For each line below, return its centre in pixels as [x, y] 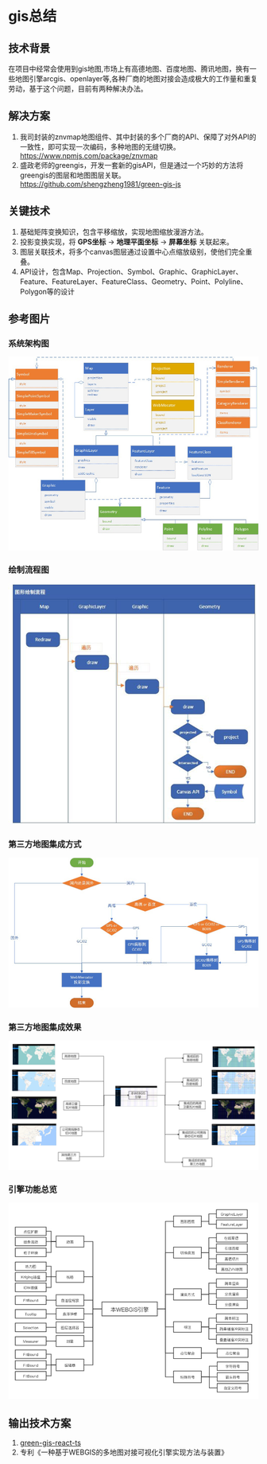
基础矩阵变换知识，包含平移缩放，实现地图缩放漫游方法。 [114, 232]
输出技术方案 [40, 1423]
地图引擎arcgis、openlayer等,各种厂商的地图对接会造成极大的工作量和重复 [136, 79]
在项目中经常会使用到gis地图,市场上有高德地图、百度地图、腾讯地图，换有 [129, 69]
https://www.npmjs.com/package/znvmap [89, 155]
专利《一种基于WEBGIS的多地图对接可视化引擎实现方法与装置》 [124, 1452]
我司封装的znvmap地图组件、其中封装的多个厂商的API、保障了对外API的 [138, 137]
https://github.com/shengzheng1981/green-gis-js [100, 184]
